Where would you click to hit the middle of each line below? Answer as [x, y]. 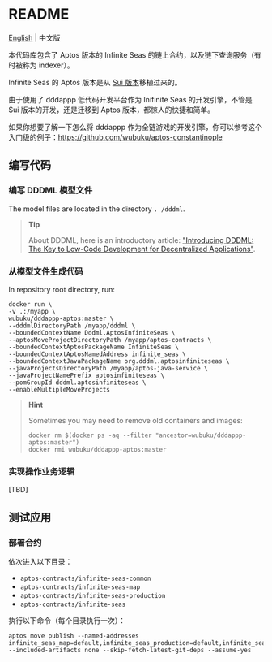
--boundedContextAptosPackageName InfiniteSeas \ [94, 347]
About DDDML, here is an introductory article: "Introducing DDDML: [141, 240]
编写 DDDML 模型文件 [51, 190]
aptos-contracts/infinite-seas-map [80, 587]
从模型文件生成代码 [46, 271]
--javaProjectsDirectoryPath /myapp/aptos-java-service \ [108, 368]
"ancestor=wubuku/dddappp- [201, 435]
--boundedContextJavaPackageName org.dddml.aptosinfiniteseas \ [119, 361]
